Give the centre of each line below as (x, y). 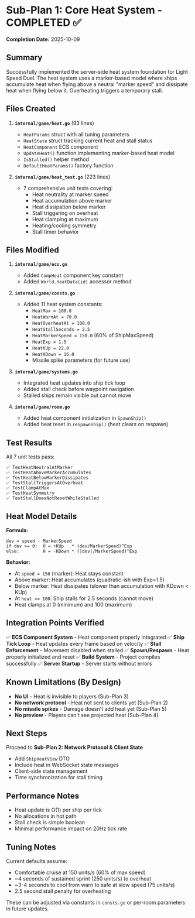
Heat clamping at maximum (65, 219)
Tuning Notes (31, 847)
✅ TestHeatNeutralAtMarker (40, 468)
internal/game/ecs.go (41, 265)
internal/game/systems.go (46, 372)
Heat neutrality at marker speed (70, 194)
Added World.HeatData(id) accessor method (77, 282)
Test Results (29, 443)
